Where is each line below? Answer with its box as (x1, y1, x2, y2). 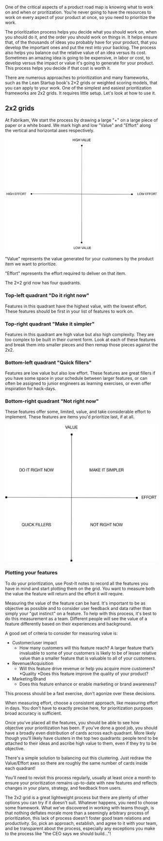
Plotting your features (5, 569, 58, 576)
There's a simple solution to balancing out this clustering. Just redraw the (5, 755, 152, 761)
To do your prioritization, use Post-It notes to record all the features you (5, 580, 148, 586)
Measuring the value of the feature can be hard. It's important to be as (5, 600, 146, 606)
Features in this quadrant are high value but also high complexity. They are (5, 331, 154, 337)
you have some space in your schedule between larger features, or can (5, 376, 148, 381)
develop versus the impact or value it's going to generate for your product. (5, 60, 154, 66)
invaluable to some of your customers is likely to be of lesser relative (19, 650, 157, 656)
